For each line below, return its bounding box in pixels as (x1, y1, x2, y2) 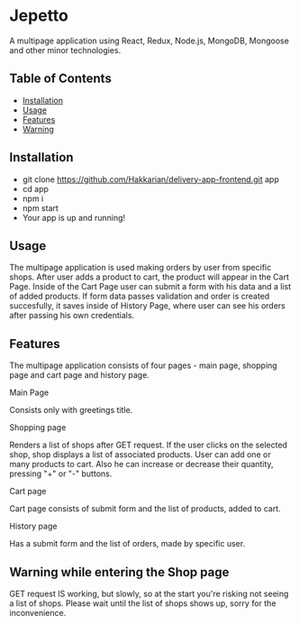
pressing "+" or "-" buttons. (9, 468, 113, 479)
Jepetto (9, 5, 69, 26)
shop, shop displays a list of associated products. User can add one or (9, 449, 272, 460)
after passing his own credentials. (9, 310, 135, 321)
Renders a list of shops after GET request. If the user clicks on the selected (9, 439, 288, 451)
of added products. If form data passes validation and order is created (9, 290, 270, 302)
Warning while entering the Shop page (9, 565, 230, 580)
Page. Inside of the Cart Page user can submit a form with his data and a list (9, 281, 292, 292)
